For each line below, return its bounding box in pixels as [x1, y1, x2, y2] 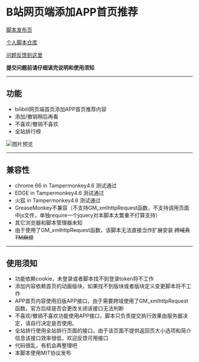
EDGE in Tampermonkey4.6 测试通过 [14, 189, 104, 196]
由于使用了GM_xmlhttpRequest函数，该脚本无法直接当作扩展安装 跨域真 [14, 226, 191, 233]
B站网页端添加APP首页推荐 [6, 5, 138, 19]
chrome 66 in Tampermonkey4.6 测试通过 [14, 182, 117, 189]
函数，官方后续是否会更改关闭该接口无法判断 [14, 305, 124, 312]
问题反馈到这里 [6, 51, 43, 58]
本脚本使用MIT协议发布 [14, 350, 72, 357]
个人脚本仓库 [6, 39, 37, 46]
